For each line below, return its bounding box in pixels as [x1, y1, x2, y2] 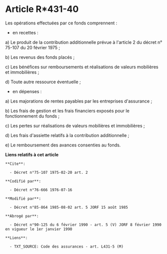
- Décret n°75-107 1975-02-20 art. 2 [9, 170, 88, 175]
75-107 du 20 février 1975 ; [5, 44, 60, 50]
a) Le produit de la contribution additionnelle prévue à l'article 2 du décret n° [5, 39, 163, 45]
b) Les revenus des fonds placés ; [5, 54, 75, 60]
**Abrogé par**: [5, 213, 39, 219]
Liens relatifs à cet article [5, 151, 59, 157]
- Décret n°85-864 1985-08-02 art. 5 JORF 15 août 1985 [9, 205, 128, 210]
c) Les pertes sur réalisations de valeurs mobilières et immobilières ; [5, 123, 146, 128]
